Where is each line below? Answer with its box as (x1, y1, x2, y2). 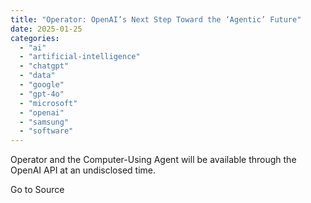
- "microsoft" (19, 98, 78, 108)
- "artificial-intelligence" (19, 52, 141, 62)
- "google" (19, 80, 65, 90)
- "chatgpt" (19, 61, 70, 71)
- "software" (19, 126, 74, 136)
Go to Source (10, 184, 65, 196)
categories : (10, 33, 60, 43)
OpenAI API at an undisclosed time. (10, 164, 156, 176)
